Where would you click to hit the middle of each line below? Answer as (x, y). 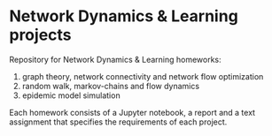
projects (41, 35)
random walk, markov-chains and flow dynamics (111, 86)
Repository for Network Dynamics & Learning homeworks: (115, 59)
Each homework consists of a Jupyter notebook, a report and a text (132, 112)
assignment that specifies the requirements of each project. (118, 122)
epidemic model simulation (71, 95)
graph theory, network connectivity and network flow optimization (143, 76)
